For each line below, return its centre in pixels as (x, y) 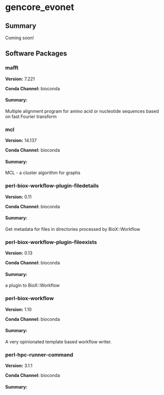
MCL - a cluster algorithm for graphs (43, 173)
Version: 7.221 (20, 79)
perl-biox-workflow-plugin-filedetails (52, 186)
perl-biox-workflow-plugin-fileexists (51, 242)
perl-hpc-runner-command (39, 354)
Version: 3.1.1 (19, 366)
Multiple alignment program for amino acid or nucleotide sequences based (82, 111)
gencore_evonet (40, 7)
